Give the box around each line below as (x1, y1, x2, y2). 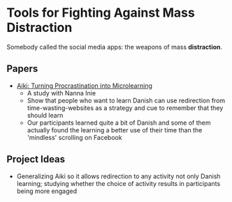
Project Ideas (6, 153, 66, 165)
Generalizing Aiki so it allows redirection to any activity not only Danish (16, 172, 221, 180)
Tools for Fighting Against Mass (6, 5, 195, 21)
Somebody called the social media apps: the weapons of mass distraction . (6, 42, 223, 51)
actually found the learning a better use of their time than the (27, 125, 203, 134)
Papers (6, 63, 38, 75)
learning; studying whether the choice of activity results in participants (16, 179, 221, 187)
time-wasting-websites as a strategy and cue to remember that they (27, 103, 224, 112)
